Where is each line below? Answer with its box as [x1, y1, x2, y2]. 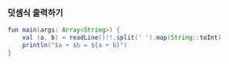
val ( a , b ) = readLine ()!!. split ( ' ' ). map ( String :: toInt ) [22, 34, 222, 42]
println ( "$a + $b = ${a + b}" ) [22, 41, 128, 49]
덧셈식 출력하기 [7, 6, 64, 18]
